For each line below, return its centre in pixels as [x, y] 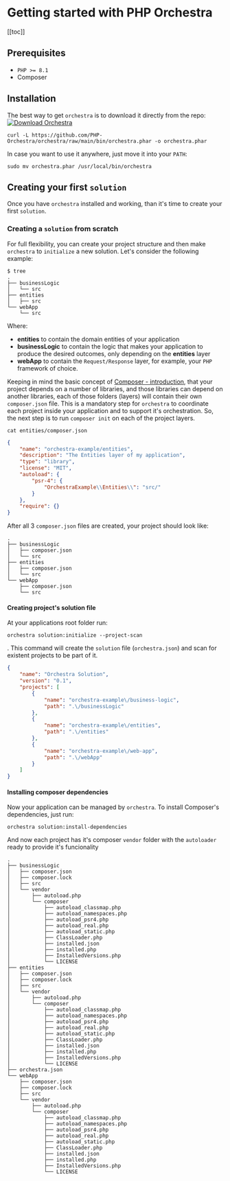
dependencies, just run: [41, 815]
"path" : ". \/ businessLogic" [84, 706]
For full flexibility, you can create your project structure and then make [106, 244]
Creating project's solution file [51, 607]
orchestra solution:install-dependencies [67, 827]
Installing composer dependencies [58, 792]
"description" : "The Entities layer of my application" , [103, 455]
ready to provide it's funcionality [53, 847]
